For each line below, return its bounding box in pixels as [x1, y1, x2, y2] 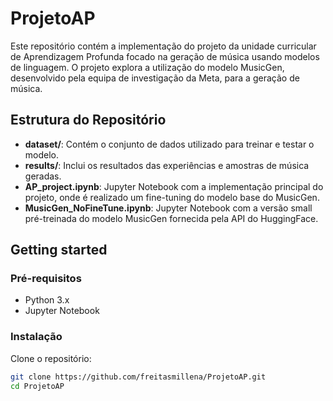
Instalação [10, 330, 63, 344]
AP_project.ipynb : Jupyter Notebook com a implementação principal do [24, 180, 324, 192]
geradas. [24, 170, 62, 182]
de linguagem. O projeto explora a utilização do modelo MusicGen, [10, 61, 285, 73]
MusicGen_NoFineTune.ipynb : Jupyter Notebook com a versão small [24, 202, 313, 214]
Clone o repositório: [10, 352, 92, 364]
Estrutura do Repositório [10, 112, 167, 129]
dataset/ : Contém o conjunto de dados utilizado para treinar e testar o [24, 138, 315, 150]
